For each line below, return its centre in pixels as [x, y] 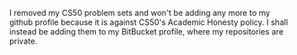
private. [23, 41]
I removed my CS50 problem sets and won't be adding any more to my [140, 13]
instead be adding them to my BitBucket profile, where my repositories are [147, 31]
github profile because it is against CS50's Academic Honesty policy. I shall [149, 22]
